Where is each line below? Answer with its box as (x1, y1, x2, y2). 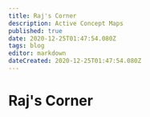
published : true (8, 27, 63, 35)
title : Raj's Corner (8, 11, 78, 20)
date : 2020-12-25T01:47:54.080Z (8, 34, 116, 43)
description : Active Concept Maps (8, 19, 124, 27)
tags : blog (8, 42, 45, 50)
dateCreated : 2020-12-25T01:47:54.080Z (8, 57, 142, 65)
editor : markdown (8, 49, 67, 57)
